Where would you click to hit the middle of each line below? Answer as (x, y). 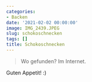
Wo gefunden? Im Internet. (53, 61)
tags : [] (17, 39)
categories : (21, 12)
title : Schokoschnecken (36, 45)
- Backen (17, 17)
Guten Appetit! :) (26, 73)
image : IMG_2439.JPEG (33, 28)
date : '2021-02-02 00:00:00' (42, 22)
